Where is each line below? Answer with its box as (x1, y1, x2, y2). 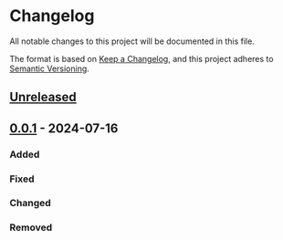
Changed (9, 197, 52, 210)
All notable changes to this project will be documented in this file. (9, 36, 256, 47)
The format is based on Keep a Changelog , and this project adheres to (9, 53, 274, 64)
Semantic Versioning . (9, 63, 89, 74)
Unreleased (9, 89, 78, 105)
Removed (9, 221, 53, 234)
